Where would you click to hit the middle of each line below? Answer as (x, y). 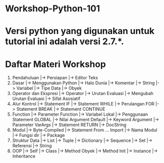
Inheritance (24, 156)
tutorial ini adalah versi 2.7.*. (65, 42)
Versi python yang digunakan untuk (80, 31)
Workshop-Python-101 (52, 9)
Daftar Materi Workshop (55, 64)
